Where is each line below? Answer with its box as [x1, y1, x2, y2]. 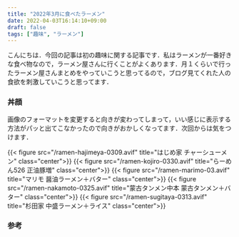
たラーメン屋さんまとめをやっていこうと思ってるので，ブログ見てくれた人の [7, 69, 232, 77]
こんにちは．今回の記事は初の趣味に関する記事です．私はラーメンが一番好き [7, 51, 232, 59]
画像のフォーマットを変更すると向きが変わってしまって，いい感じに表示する [7, 115, 232, 123]
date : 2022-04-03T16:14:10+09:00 [7, 17, 107, 24]
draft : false [7, 24, 46, 31]
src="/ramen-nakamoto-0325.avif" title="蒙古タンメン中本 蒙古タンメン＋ [7, 183, 225, 192]
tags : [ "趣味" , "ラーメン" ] [7, 30, 84, 38]
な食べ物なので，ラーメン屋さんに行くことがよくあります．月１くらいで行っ [7, 60, 232, 69]
